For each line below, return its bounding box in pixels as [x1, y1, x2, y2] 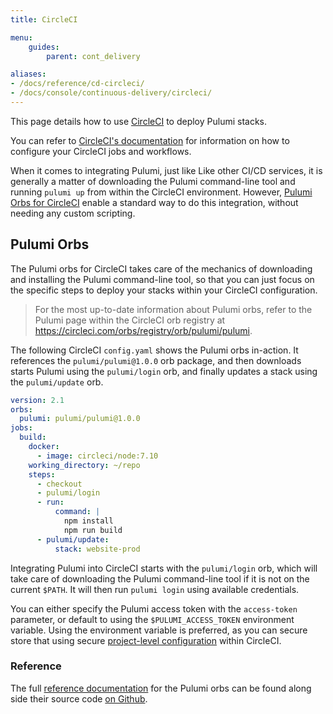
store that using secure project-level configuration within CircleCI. [10, 634, 282, 646]
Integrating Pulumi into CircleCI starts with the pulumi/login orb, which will [10, 562, 318, 574]
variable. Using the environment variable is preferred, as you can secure [10, 624, 308, 636]
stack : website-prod [54, 544, 141, 554]
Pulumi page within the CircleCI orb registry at [34, 314, 226, 326]
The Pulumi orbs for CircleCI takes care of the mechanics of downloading [10, 262, 313, 275]
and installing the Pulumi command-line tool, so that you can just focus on [10, 273, 315, 285]
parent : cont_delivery [46, 51, 141, 61]
